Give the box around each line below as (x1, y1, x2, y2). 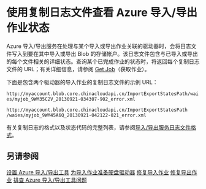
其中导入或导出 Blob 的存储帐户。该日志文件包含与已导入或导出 (38, 50, 198, 57)
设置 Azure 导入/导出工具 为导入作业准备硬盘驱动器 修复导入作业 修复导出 (6, 168, 192, 175)
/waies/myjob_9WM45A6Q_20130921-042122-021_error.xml (6, 112, 147, 118)
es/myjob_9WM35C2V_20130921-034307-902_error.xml (6, 96, 136, 102)
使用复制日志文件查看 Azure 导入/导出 (6, 6, 197, 20)
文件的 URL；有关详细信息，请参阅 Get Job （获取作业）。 (6, 65, 150, 72)
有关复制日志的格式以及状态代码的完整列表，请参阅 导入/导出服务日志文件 (6, 123, 191, 131)
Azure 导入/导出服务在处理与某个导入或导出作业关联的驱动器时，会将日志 (6, 42, 191, 50)
